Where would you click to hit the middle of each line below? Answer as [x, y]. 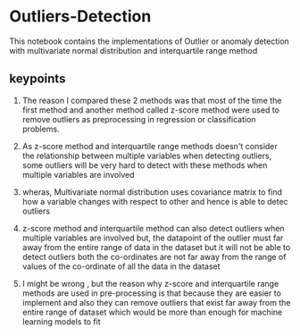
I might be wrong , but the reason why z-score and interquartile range [150, 283]
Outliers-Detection [80, 17]
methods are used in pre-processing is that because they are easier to [151, 293]
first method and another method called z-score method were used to [150, 110]
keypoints [37, 79]
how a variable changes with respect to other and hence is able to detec [155, 201]
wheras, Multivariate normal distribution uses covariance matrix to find [152, 192]
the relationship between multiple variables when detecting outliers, [147, 155]
